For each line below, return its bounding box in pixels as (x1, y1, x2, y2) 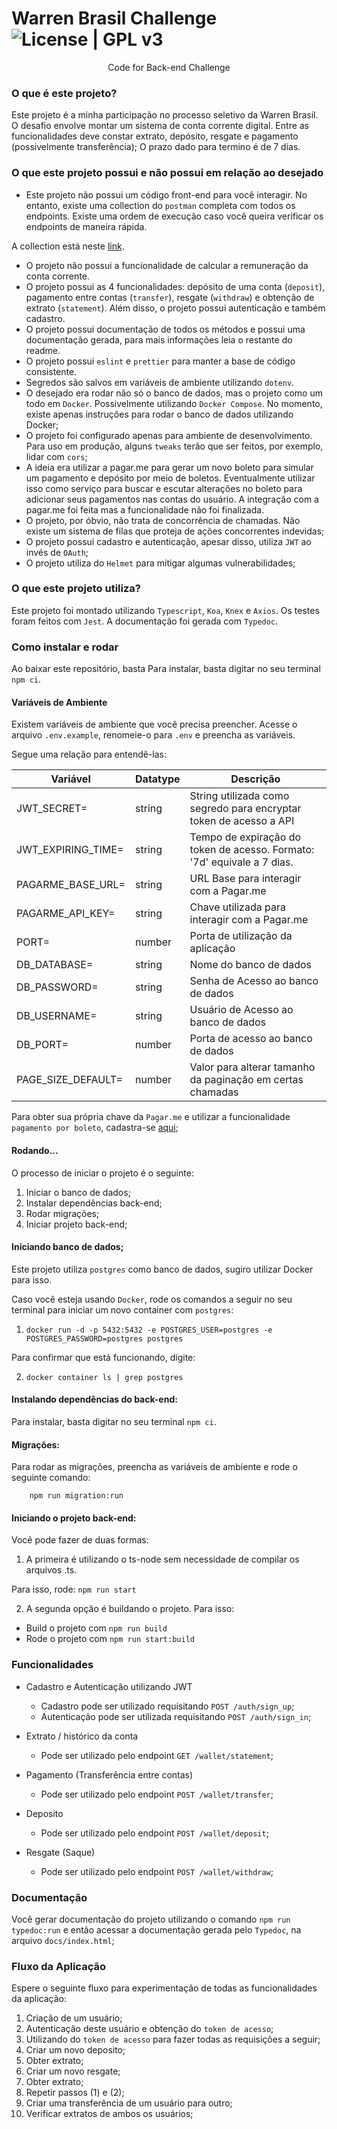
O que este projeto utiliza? (11, 582, 141, 596)
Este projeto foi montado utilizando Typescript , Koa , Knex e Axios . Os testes (11, 604, 320, 616)
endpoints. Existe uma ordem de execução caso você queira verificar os (25, 210, 324, 222)
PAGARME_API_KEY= (16, 907, 116, 921)
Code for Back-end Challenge (107, 61, 231, 73)
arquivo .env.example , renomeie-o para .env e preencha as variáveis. (11, 729, 296, 741)
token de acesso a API (189, 814, 295, 828)
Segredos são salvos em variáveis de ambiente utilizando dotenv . (25, 376, 295, 388)
